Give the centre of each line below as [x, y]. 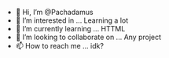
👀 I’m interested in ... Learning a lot [72, 20]
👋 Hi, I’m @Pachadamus [54, 12]
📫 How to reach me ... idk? [60, 46]
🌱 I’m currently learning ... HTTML [70, 29]
